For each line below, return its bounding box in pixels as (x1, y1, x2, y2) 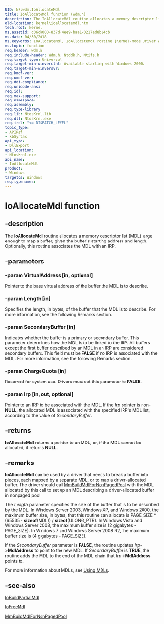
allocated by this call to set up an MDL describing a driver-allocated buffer (5, 487, 155, 493)
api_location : (5, 148, 34, 153)
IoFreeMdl (5, 604, 25, 610)
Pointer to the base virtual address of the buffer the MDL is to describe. (5, 283, 149, 289)
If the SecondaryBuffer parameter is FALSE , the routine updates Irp (5, 543, 141, 548)
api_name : (5, 157, 25, 161)
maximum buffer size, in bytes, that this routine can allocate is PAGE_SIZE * (5, 512, 156, 518)
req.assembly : (5, 102, 34, 107)
